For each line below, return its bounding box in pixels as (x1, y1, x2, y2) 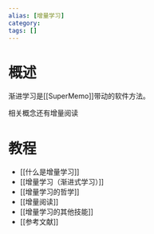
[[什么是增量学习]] (19, 167, 80, 176)
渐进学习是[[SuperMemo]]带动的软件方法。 (8, 91, 150, 101)
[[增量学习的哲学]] (19, 187, 80, 196)
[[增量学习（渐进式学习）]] (19, 177, 105, 187)
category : (8, 19, 41, 27)
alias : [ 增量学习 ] (8, 11, 65, 20)
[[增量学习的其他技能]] (19, 207, 94, 216)
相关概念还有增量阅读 (8, 109, 78, 118)
